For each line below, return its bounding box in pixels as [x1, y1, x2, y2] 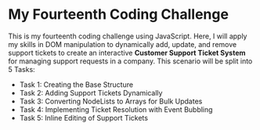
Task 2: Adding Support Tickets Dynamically [19, 88, 163, 97]
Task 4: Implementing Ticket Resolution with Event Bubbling [19, 104, 213, 114]
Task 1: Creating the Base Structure [19, 80, 134, 89]
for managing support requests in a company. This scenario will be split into [8, 56, 253, 66]
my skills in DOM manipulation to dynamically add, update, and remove [8, 39, 237, 49]
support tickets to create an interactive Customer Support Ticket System [8, 48, 246, 57]
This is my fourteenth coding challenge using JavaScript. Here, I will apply [8, 31, 247, 41]
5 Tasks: [8, 64, 35, 74]
